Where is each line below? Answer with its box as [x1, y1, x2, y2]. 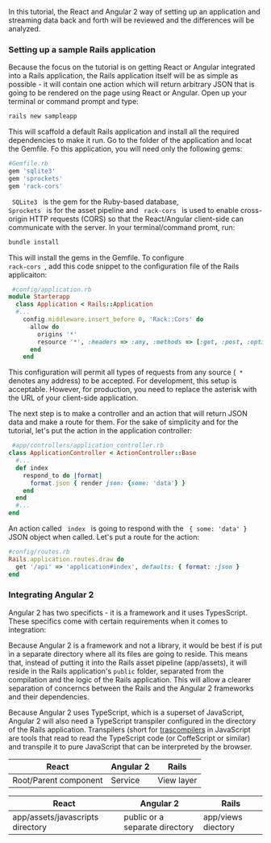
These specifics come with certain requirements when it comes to [8, 616, 228, 626]
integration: [8, 624, 47, 634]
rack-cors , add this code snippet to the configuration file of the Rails [8, 261, 240, 271]
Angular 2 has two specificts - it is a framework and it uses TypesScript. [8, 607, 248, 617]
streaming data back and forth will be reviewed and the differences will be [8, 15, 255, 25]
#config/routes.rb [8, 548, 70, 556]
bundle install [8, 238, 60, 246]
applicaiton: [8, 269, 48, 279]
